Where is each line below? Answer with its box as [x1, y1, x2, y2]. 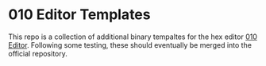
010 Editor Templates [8, 6, 151, 24]
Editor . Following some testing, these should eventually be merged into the [8, 40, 253, 49]
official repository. [8, 49, 67, 58]
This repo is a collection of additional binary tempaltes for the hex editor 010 [8, 32, 258, 41]
